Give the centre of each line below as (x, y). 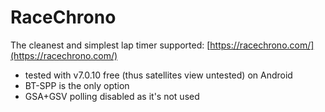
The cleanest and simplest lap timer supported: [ (110, 45)
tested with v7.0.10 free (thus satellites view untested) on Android (158, 75)
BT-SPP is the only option (77, 85)
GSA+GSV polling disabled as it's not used (112, 96)
